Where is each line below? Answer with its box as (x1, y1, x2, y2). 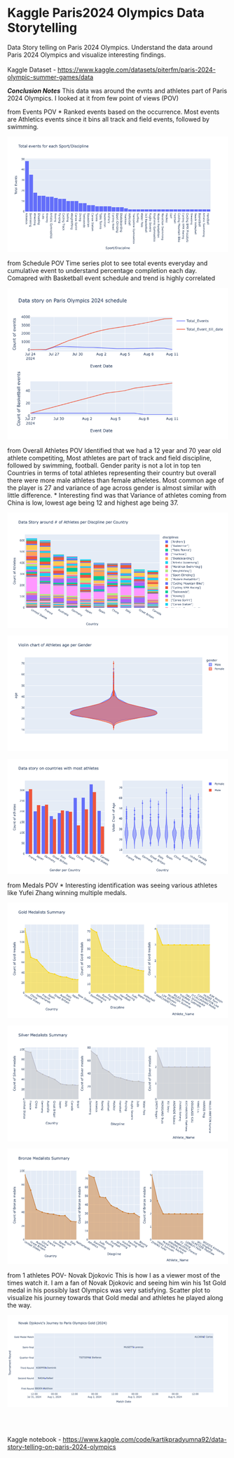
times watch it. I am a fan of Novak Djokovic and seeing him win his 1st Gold (7, 1278, 226, 1287)
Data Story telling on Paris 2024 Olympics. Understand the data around (7, 43, 213, 51)
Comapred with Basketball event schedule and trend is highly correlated (7, 274, 216, 282)
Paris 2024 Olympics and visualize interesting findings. (7, 51, 166, 59)
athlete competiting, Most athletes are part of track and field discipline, (7, 454, 212, 463)
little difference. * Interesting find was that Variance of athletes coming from (7, 491, 227, 500)
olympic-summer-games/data (7, 72, 94, 81)
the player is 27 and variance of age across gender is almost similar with (7, 484, 216, 492)
